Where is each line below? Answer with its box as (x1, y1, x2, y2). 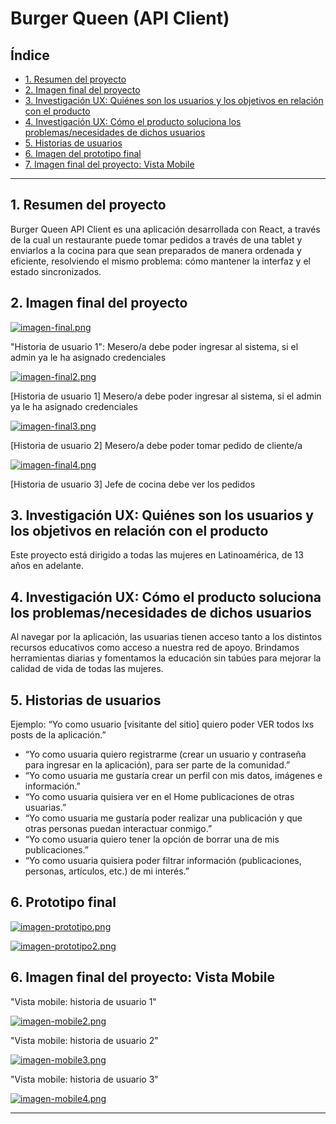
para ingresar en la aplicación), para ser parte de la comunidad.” (24, 759, 291, 771)
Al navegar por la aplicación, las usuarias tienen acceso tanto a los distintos (10, 631, 323, 643)
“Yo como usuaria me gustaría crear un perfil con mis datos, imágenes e (24, 770, 323, 782)
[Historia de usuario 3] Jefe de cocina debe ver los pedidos (10, 478, 256, 490)
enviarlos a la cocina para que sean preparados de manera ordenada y (10, 244, 302, 256)
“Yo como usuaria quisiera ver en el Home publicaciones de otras (24, 791, 295, 803)
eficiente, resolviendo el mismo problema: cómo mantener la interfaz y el (10, 255, 311, 267)
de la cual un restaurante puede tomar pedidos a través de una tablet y (10, 233, 303, 246)
